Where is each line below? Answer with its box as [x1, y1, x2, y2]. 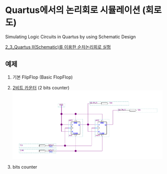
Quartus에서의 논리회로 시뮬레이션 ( [5, 4, 146, 16]
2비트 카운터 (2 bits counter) [12, 85, 70, 90]
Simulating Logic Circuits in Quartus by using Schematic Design [5, 33, 136, 40]
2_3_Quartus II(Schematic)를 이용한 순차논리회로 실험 [5, 44, 111, 50]
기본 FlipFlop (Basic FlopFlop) [12, 74, 73, 80]
